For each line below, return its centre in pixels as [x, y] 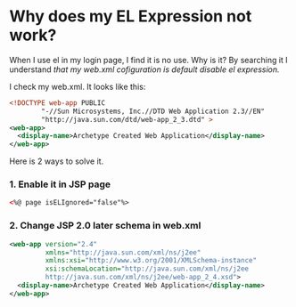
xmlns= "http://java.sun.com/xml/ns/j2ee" [123, 252]
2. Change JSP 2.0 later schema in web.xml [105, 226]
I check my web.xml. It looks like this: [78, 86]
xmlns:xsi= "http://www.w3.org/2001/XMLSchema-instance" [151, 261]
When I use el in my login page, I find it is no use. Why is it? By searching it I [148, 60]
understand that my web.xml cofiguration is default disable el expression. [144, 69]
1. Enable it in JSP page [60, 184]
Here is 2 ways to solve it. [57, 161]
